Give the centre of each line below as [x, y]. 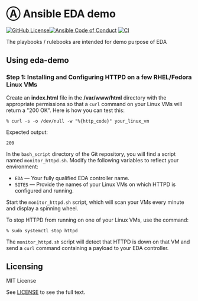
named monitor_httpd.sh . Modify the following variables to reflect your [92, 160]
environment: [22, 166]
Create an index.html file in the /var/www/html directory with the [86, 97]
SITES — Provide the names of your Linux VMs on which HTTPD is [95, 184]
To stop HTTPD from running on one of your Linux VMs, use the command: [98, 220]
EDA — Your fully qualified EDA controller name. [72, 178]
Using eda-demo [38, 60]
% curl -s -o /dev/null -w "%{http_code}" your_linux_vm [78, 121]
